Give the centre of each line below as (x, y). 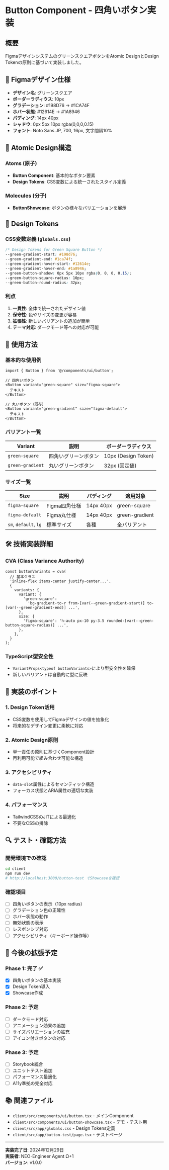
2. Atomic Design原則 (32, 740)
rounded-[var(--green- (130, 621)
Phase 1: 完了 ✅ (24, 968)
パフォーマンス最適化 (34, 1077)
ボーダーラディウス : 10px (38, 99)
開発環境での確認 (26, 858)
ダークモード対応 (30, 1019)
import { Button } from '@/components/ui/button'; (59, 371)
